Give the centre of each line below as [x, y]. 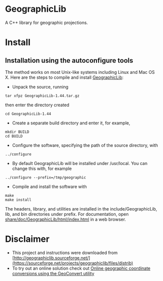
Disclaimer [27, 239]
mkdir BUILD [17, 132]
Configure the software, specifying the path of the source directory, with [85, 145]
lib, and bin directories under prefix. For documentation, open [67, 214]
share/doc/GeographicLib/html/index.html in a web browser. [65, 219]
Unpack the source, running [40, 87]
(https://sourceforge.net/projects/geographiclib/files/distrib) [72, 263]
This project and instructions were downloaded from [65, 253]
